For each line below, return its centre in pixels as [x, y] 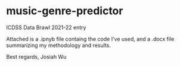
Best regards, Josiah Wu [36, 56]
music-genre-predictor [65, 11]
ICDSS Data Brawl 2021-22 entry [46, 27]
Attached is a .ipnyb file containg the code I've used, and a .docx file [90, 39]
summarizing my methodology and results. [59, 45]
